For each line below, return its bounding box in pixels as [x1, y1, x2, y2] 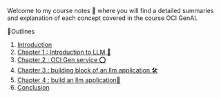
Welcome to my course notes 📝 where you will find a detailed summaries [7, 7, 214, 14]
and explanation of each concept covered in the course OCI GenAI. [7, 14, 198, 22]
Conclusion [17, 84, 50, 91]
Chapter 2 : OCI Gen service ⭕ [17, 56, 106, 63]
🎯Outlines [7, 28, 35, 35]
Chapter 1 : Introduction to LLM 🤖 [17, 48, 111, 56]
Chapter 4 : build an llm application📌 [17, 76, 121, 84]
